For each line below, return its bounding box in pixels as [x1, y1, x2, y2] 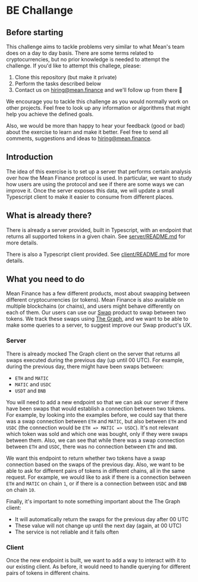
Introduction [6, 152, 54, 162]
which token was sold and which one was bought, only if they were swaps [6, 430, 188, 437]
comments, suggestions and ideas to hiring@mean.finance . [6, 135, 152, 142]
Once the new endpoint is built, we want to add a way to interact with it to [6, 557, 186, 564]
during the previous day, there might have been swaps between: [6, 363, 164, 370]
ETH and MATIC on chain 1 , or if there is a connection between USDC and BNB [6, 479, 187, 487]
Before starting [6, 27, 64, 38]
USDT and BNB [14, 387, 46, 394]
